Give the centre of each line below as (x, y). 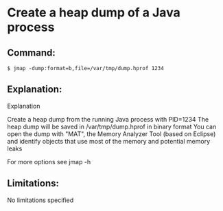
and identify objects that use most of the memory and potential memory (109, 141)
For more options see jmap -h (49, 162)
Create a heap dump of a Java (94, 13)
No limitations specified (40, 200)
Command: (32, 53)
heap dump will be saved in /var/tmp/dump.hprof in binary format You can (112, 126)
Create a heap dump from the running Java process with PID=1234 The (108, 119)
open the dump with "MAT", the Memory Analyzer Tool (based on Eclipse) (111, 134)
